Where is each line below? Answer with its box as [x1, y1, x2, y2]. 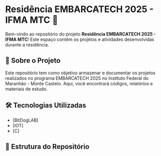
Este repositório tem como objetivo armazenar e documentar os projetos [5, 70, 156, 76]
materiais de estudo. [5, 86, 48, 92]
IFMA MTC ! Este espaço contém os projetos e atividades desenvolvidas [5, 36, 154, 42]
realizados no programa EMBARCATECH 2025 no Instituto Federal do [5, 75, 149, 81]
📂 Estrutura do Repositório [5, 142, 90, 151]
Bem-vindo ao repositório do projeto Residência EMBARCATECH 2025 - [5, 31, 156, 37]
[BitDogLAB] [12, 117, 39, 123]
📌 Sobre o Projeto [5, 57, 61, 65]
